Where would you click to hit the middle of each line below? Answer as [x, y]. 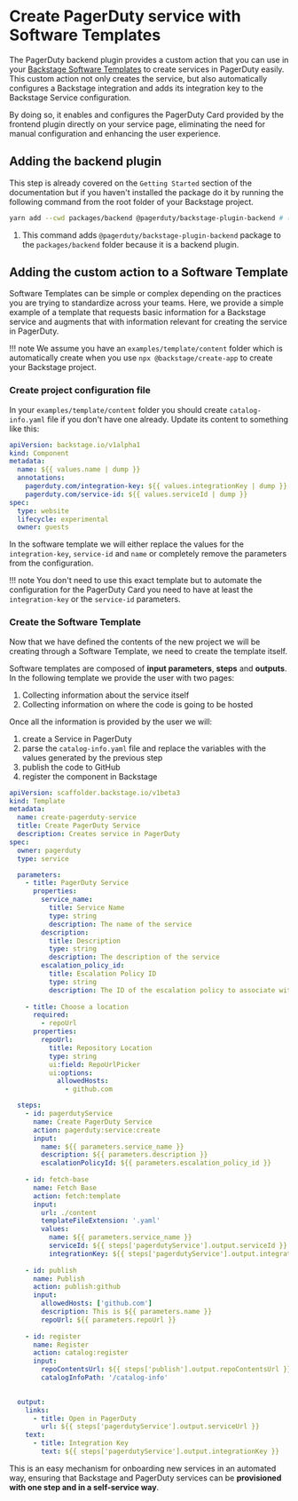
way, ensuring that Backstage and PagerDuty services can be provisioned [145, 1477]
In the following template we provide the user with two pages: [122, 677]
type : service [43, 858]
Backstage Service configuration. [70, 97]
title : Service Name [86, 908]
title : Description [85, 941]
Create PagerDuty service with [125, 16]
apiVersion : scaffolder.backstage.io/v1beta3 [94, 793]
